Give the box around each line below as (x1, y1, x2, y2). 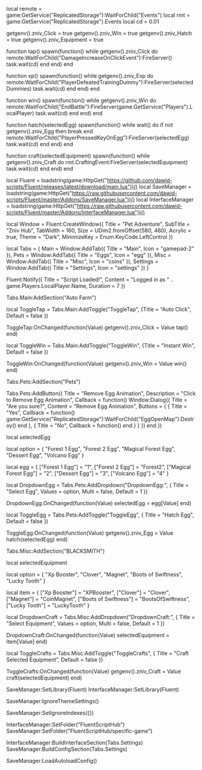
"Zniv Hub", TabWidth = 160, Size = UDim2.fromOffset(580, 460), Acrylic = (6, 227, 192, 234)
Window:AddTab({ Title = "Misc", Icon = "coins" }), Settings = (6, 258, 159, 265)
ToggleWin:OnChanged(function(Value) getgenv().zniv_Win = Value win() (6, 360, 188, 367)
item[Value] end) (6, 638, 48, 645)
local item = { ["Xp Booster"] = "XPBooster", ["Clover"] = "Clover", (6, 589, 170, 596)
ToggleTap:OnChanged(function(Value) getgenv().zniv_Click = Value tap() (6, 324, 188, 331)
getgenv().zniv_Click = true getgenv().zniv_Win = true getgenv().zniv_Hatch (6, 30, 192, 37)
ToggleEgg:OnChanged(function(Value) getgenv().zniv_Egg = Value (6, 529, 174, 536)
